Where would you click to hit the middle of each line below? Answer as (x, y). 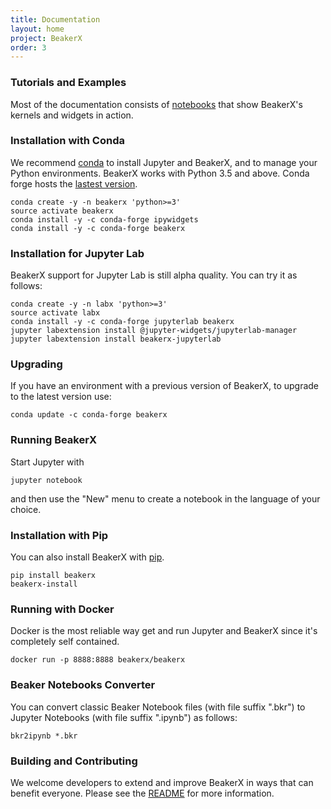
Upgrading (36, 364)
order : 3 (28, 47)
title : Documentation (55, 19)
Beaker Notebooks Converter (83, 685)
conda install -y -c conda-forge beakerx (98, 228)
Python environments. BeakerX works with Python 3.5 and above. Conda (160, 173)
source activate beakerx (62, 211)
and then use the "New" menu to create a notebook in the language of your (165, 498)
